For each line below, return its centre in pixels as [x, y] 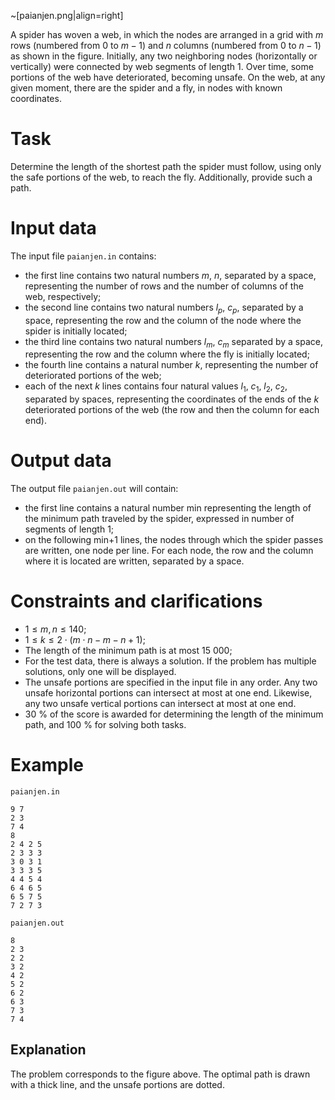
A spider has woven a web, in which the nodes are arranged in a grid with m [167, 34]
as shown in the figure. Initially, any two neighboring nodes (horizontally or [164, 56]
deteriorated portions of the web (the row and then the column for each [172, 410]
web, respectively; [63, 296]
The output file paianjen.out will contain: [94, 489]
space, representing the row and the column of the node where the [163, 320]
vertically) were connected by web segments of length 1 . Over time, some [162, 66]
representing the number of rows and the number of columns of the [164, 286]
